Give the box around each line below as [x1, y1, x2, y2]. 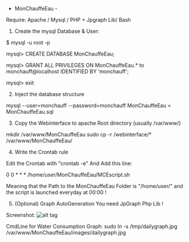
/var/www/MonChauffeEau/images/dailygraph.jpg [6, 229, 126, 236]
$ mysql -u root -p [6, 39, 51, 46]
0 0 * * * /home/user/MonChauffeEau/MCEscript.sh [6, 171, 130, 178]
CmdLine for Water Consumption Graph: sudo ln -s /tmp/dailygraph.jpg [6, 223, 177, 230]
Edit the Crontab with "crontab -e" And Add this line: [6, 160, 133, 166]
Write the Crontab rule [14, 149, 68, 155]
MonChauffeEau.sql [6, 108, 54, 115]
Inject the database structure [14, 91, 85, 97]
